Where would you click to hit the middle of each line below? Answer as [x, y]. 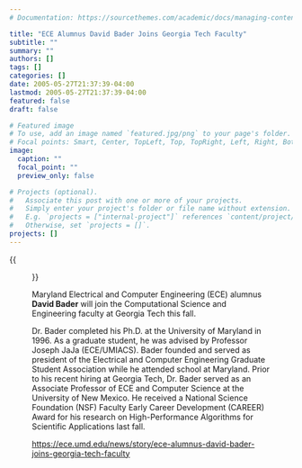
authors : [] [31, 59]
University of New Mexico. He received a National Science [140, 398]
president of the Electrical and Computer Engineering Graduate [149, 359]
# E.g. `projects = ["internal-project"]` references [116, 217]
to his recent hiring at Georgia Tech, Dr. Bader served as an [142, 378]
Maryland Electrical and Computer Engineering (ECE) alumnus [147, 294]
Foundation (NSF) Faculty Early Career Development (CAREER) [148, 407]
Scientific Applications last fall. [89, 426]
